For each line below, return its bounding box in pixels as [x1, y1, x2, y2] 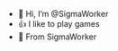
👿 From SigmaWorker [17, 31, 97, 42]
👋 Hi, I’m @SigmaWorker [17, 9, 109, 19]
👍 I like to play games [17, 19, 101, 29]
